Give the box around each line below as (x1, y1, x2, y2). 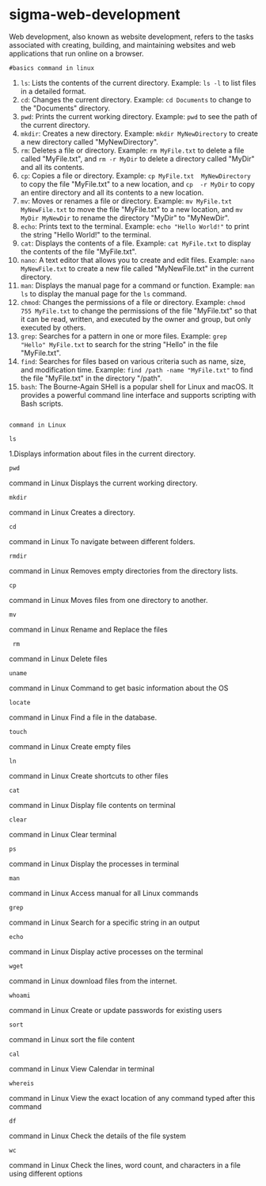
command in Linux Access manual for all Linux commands (9, 888, 199, 898)
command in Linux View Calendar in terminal (9, 1064, 155, 1073)
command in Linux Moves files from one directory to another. (9, 595, 208, 605)
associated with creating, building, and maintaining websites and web (9, 40, 236, 49)
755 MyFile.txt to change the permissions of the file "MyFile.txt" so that (20, 306, 257, 315)
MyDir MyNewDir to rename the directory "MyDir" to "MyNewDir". (20, 213, 230, 222)
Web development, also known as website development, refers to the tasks (9, 32, 254, 41)
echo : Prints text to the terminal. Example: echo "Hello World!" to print (20, 221, 250, 231)
